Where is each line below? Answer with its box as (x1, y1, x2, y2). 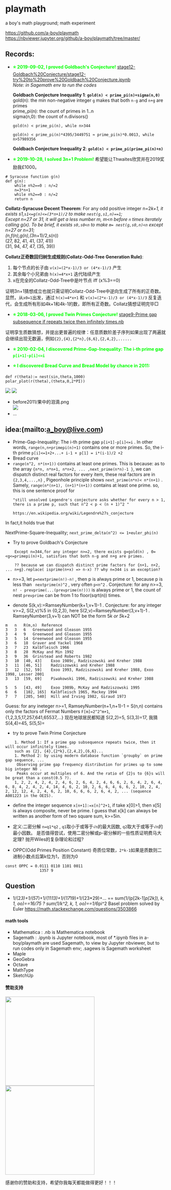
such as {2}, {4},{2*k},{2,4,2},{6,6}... (14, 749, 103, 754)
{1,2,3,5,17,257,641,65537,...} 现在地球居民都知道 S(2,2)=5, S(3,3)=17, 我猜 (5, 714, 158, 720)
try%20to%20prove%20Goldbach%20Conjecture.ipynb (12, 76, 131, 82)
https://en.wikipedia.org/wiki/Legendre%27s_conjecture (12, 511, 134, 516)
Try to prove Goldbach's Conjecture (12, 539, 88, 545)
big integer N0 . (5, 767, 42, 772)
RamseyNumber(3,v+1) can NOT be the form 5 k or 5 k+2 (12, 613, 130, 619)
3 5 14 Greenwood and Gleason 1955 (5, 636, 93, 641)
